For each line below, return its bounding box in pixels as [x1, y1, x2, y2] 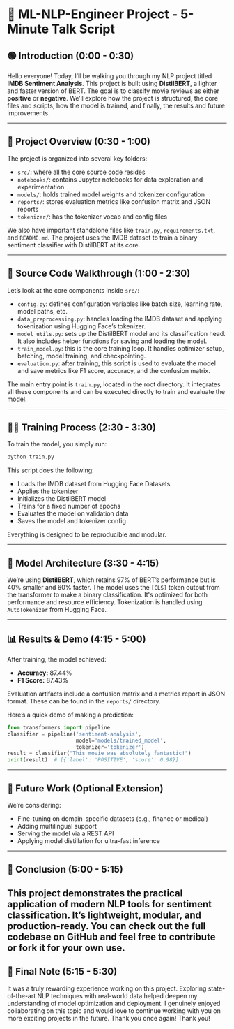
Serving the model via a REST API [17, 829, 114, 838]
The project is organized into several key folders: [7, 154, 148, 163]
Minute [7, 21, 49, 37]
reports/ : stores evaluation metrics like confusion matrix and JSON [17, 197, 211, 205]
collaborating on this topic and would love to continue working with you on [7, 1006, 221, 1015]
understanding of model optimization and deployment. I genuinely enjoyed [7, 999, 221, 1007]
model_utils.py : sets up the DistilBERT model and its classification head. [17, 329, 226, 337]
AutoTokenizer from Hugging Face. [7, 606, 107, 614]
